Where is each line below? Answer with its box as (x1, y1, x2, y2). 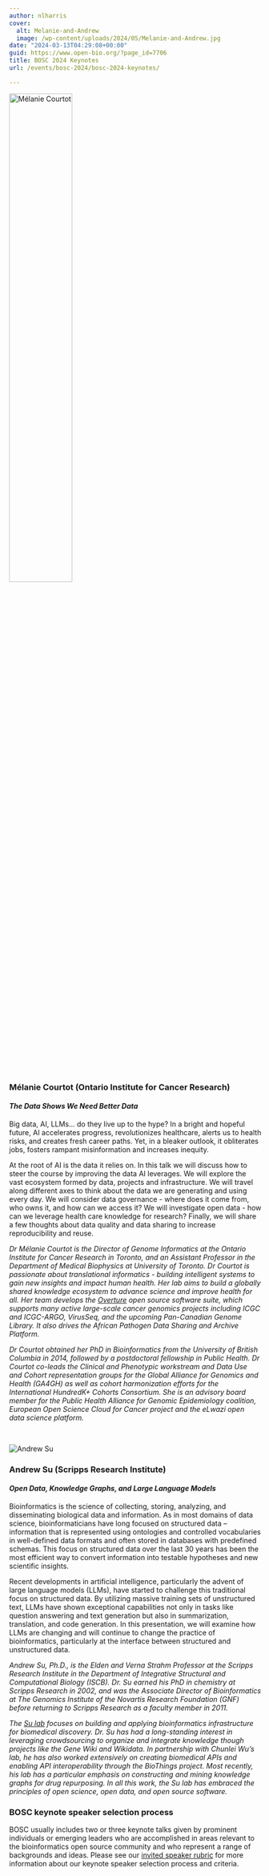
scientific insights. (9, 1561, 69, 1571)
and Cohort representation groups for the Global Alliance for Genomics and (9, 1370, 259, 1380)
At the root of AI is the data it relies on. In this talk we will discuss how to (9, 1160, 247, 1170)
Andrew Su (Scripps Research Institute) (9, 1464, 167, 1475)
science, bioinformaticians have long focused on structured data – (9, 1518, 227, 1528)
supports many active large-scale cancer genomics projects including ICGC (9, 1304, 261, 1313)
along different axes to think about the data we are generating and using (9, 1186, 247, 1195)
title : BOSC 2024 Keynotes (9, 57, 99, 65)
